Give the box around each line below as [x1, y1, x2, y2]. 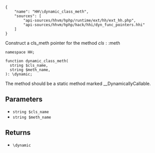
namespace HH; [5, 50, 35, 55]
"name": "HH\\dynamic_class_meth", [14, 9, 89, 14]
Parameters [5, 95, 43, 104]
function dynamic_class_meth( [5, 58, 69, 63]
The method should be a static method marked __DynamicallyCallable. [5, 81, 151, 87]
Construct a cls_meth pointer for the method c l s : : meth [5, 40, 121, 46]
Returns [5, 128, 31, 137]
